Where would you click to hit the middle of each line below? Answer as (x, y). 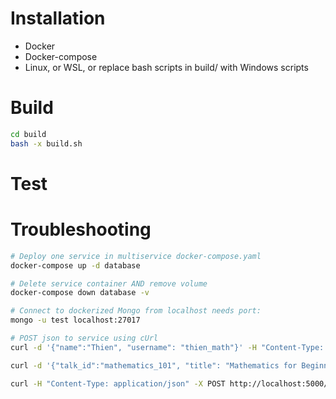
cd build (28, 134)
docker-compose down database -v (80, 293)
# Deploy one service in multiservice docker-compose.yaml (136, 256)
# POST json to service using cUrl (84, 338)
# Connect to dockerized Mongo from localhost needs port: (136, 311)
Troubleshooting (81, 229)
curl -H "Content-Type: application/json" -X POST (118, 383)
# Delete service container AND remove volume (109, 283)
